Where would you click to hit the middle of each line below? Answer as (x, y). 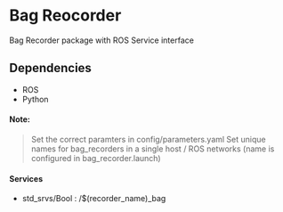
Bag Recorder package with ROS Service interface (101, 40)
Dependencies (50, 68)
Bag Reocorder (65, 16)
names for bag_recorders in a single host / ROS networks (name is (153, 149)
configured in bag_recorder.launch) (96, 158)
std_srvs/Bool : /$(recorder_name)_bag (94, 199)
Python (35, 99)
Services (26, 178)
